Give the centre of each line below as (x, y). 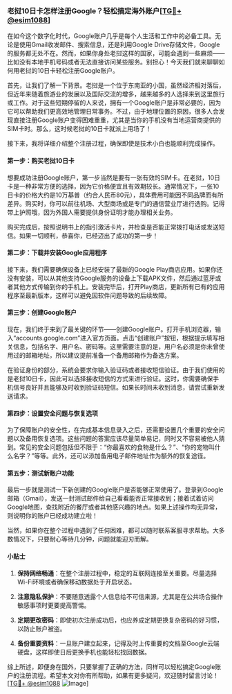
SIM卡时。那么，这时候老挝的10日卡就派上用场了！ (79, 129)
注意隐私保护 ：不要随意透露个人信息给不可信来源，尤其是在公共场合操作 (120, 596)
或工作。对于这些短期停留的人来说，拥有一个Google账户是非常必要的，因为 (114, 103)
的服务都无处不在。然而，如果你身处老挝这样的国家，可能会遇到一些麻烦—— (116, 53)
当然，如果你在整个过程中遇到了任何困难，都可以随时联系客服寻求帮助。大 (113, 530)
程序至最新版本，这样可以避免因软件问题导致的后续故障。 (89, 295)
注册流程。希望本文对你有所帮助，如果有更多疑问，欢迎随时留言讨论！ (119, 675)
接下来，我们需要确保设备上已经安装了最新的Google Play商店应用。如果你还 (115, 269)
